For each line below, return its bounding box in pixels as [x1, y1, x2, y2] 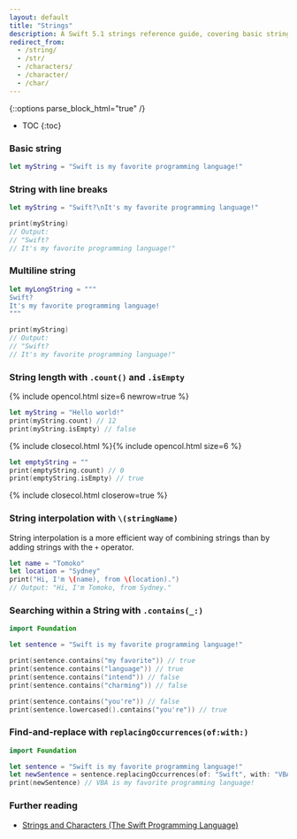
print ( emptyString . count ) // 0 [9, 466, 125, 475]
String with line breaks [9, 183, 108, 195]
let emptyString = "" [9, 457, 89, 467]
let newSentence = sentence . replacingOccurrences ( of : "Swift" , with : [9, 770, 271, 779]
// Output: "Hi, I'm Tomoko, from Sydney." [9, 583, 172, 592]
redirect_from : [9, 37, 65, 47]
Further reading [9, 799, 78, 812]
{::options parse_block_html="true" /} [9, 103, 146, 113]
